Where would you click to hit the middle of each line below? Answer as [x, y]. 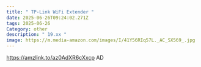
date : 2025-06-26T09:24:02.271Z [47, 18]
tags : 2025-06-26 [28, 23]
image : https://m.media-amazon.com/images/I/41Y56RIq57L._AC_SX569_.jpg [101, 40]
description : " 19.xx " [37, 35]
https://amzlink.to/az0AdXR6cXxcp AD [55, 58]
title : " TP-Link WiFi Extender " [50, 12]
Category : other [27, 29]
